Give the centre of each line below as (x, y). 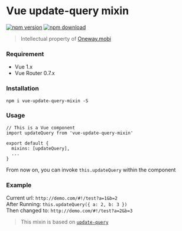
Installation (23, 89)
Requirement (25, 54)
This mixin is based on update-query (64, 222)
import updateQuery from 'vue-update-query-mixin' (70, 133)
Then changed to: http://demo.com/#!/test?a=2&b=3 (69, 210)
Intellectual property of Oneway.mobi (66, 38)
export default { (27, 143)
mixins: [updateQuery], (40, 148)
